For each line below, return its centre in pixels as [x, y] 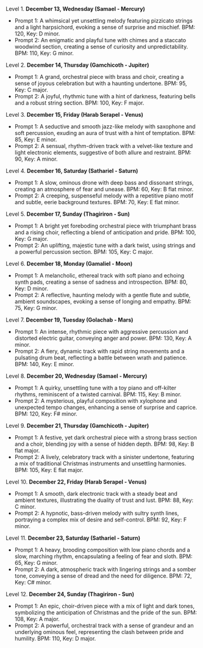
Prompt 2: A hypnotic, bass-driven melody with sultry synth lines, [97, 513]
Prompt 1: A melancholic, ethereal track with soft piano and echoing [99, 275]
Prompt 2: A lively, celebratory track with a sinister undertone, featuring [104, 457]
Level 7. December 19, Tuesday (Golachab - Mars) [69, 320]
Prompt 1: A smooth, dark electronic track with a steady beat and [96, 494]
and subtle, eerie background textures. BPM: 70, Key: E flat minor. [97, 202]
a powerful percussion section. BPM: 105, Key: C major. [84, 252]
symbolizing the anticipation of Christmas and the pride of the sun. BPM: [106, 613]
